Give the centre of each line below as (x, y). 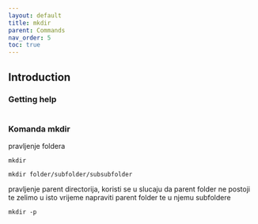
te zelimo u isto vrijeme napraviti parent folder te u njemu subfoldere (120, 198)
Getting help (32, 100)
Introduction (40, 77)
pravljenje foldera (37, 146)
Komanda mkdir (39, 129)
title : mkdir (30, 23)
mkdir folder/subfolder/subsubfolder (70, 175)
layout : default (35, 15)
